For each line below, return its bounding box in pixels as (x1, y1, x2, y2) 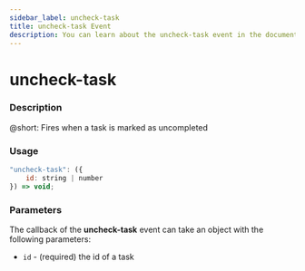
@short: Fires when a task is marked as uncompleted (9, 121, 209, 132)
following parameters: (9, 234, 92, 245)
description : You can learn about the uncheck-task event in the (9, 30, 261, 39)
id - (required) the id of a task (22, 251, 134, 263)
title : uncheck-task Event (9, 22, 112, 31)
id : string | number (25, 174, 103, 183)
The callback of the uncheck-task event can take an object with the (9, 224, 264, 236)
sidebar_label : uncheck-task (9, 13, 120, 23)
